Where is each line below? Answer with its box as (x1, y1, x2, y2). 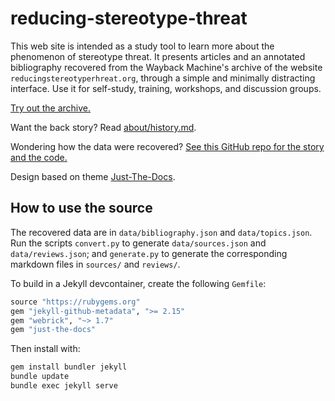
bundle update (10, 372, 70, 382)
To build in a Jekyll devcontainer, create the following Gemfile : (10, 277, 267, 289)
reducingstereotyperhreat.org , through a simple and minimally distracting (10, 72, 316, 84)
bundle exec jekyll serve (10, 381, 118, 391)
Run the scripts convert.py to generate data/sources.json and (10, 237, 267, 249)
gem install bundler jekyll (10, 362, 128, 372)
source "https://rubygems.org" (10, 297, 141, 307)
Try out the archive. (10, 102, 92, 114)
